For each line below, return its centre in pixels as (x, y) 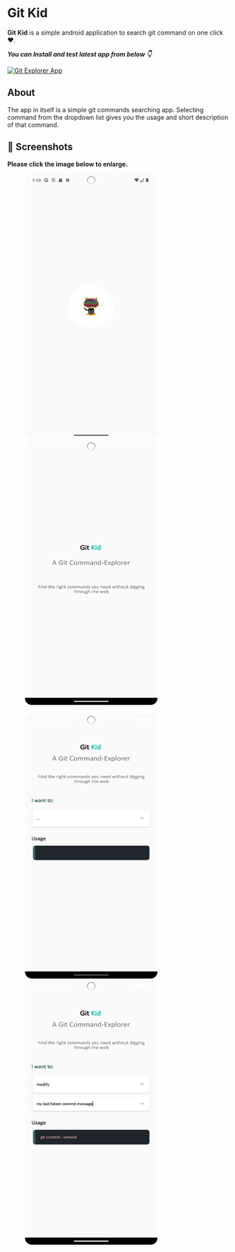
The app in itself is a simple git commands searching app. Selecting (106, 109)
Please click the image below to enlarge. (68, 164)
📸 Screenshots (40, 147)
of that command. (33, 124)
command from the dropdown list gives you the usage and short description (118, 117)
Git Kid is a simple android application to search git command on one (108, 32)
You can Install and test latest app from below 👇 (79, 54)
